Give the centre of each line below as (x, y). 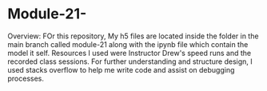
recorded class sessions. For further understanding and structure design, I (130, 61)
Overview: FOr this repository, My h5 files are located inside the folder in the (133, 36)
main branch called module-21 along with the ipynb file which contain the (128, 44)
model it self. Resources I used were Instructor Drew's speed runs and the (130, 53)
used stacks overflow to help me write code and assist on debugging (121, 69)
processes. (26, 78)
